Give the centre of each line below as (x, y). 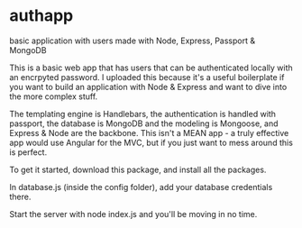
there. (20, 196)
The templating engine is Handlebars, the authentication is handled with (143, 114)
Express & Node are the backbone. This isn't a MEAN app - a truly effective (149, 132)
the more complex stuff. (54, 96)
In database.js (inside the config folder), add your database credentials (141, 187)
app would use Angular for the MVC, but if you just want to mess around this (151, 142)
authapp (41, 16)
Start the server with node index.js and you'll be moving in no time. (133, 214)
